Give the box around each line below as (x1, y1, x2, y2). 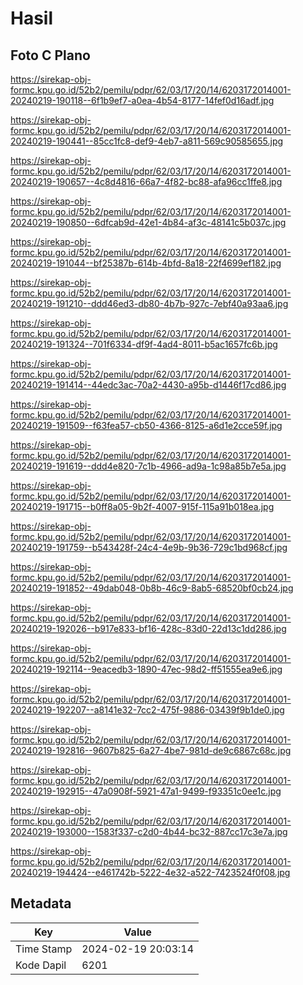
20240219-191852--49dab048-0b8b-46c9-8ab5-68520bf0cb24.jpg (10, 582, 294, 594)
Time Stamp (15, 942, 73, 956)
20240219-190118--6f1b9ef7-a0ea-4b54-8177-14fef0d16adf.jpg (10, 95, 275, 106)
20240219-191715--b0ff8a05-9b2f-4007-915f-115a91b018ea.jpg (10, 501, 275, 512)
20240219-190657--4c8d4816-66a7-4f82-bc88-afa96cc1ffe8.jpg (10, 176, 283, 187)
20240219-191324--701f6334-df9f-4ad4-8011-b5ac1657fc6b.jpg (10, 338, 278, 350)
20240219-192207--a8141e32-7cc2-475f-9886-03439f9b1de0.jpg (10, 704, 285, 716)
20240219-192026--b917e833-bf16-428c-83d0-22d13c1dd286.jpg (10, 623, 287, 634)
